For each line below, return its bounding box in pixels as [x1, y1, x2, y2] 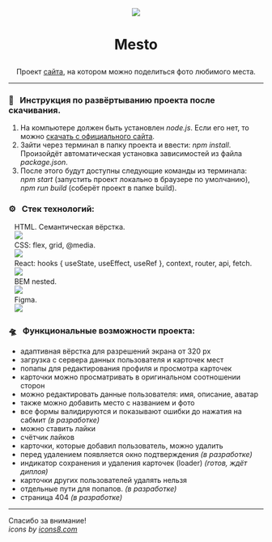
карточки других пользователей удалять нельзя [19, 476, 188, 485]
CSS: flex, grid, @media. [14, 239, 96, 250]
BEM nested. [14, 276, 57, 286]
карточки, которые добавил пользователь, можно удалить [19, 441, 223, 451]
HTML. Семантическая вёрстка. [14, 222, 125, 231]
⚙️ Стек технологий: [8, 203, 95, 214]
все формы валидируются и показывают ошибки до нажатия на [19, 407, 243, 417]
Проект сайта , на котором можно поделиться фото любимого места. [15, 67, 257, 77]
